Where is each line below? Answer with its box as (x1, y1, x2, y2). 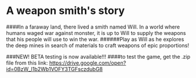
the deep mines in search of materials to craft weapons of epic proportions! (6, 42, 190, 49)
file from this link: (6, 59, 48, 66)
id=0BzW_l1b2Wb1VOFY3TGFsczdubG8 (6, 65, 103, 72)
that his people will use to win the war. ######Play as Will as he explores (6, 36, 184, 42)
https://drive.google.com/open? (49, 59, 127, 66)
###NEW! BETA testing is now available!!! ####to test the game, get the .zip (6, 53, 191, 60)
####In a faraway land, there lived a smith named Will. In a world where (6, 23, 180, 30)
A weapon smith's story (6, 4, 125, 17)
